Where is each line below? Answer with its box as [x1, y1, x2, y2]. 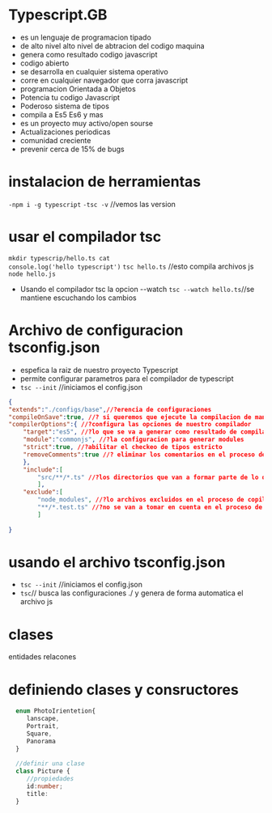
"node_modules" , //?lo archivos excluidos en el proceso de [37, 496, 244, 504]
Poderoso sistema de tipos [19, 101, 109, 111]
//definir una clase [15, 760, 85, 768]
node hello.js [8, 269, 57, 278]
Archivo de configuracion [8, 321, 184, 339]
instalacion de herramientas [8, 172, 202, 191]
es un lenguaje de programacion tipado [19, 32, 151, 42]
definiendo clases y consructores [8, 680, 239, 699]
